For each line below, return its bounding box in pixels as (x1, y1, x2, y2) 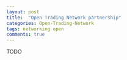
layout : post (6, 8, 40, 15)
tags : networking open (6, 25, 64, 32)
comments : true (6, 32, 45, 38)
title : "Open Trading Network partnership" (6, 15, 122, 21)
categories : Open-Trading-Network (6, 20, 95, 26)
